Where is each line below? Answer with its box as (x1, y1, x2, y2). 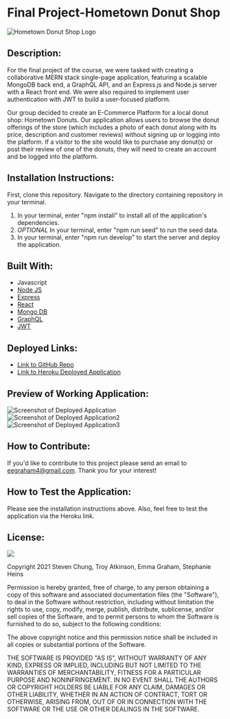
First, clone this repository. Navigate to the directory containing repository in (7, 191, 223, 199)
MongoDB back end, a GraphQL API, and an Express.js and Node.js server (7, 81, 218, 89)
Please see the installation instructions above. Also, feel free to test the (7, 504, 208, 513)
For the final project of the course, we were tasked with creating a (7, 65, 194, 74)
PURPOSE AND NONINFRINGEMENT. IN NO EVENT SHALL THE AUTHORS (7, 676, 218, 684)
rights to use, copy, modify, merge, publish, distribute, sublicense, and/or (7, 605, 214, 614)
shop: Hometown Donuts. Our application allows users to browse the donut (7, 116, 220, 124)
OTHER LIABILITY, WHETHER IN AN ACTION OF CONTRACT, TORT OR (7, 690, 207, 699)
